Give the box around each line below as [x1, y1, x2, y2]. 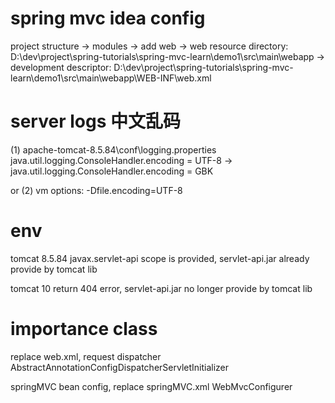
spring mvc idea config [10, 7, 206, 30]
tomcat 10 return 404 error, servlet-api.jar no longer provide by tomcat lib [10, 282, 313, 294]
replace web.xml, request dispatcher [10, 350, 162, 362]
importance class [10, 318, 158, 340]
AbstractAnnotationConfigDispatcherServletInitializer [10, 361, 230, 373]
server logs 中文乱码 [10, 110, 181, 133]
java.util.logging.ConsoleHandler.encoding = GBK [10, 165, 214, 177]
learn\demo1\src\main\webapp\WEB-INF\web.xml [10, 72, 212, 84]
